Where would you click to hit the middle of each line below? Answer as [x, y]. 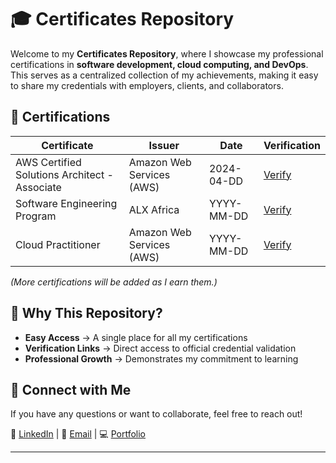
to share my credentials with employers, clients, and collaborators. [147, 85]
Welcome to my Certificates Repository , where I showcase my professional [167, 53]
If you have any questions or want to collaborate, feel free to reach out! [156, 414]
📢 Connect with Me [71, 389]
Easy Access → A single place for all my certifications [136, 337]
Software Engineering [66, 203]
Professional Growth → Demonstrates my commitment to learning [161, 358]
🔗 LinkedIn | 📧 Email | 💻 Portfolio [78, 434]
